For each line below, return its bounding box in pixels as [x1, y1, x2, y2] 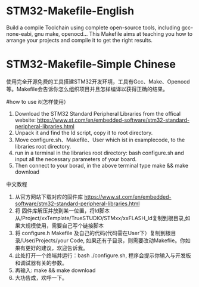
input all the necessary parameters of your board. [14, 155, 137, 162]
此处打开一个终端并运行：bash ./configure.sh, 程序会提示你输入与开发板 [14, 252, 192, 259]
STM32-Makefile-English [6, 4, 135, 18]
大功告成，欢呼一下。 [14, 274, 67, 281]
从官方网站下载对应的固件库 [14, 193, 83, 200]
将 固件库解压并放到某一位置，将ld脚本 [14, 207, 110, 214]
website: [14, 116, 36, 124]
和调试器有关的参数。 [14, 259, 67, 266]
